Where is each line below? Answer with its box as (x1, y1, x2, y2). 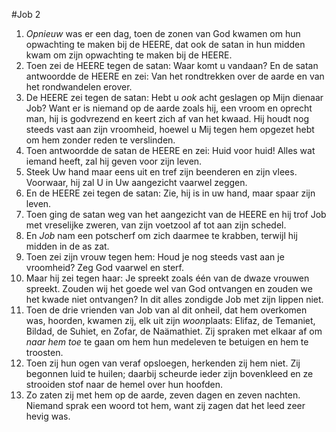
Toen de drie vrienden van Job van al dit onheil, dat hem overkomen (25, 304, 308, 316)
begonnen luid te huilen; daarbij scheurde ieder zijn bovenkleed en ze (25, 368, 314, 379)
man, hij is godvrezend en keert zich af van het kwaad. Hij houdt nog (25, 113, 310, 124)
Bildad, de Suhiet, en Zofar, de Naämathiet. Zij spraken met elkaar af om (25, 325, 323, 337)
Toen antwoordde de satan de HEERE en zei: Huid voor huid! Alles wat (25, 145, 316, 156)
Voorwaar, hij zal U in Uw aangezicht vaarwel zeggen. (25, 177, 248, 188)
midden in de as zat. (25, 240, 110, 252)
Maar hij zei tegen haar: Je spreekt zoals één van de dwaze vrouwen (25, 272, 310, 284)
